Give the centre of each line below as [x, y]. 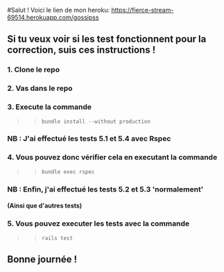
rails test [57, 238]
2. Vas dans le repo [40, 88]
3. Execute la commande [50, 107]
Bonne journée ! [42, 259]
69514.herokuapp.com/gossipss [53, 17]
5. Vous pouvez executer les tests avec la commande [98, 223]
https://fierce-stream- [142, 10]
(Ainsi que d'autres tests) [45, 206]
